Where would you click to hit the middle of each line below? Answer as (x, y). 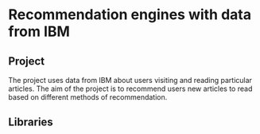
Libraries (31, 122)
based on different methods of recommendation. (88, 97)
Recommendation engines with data (130, 15)
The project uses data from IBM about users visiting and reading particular (130, 80)
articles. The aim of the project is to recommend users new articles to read (130, 89)
